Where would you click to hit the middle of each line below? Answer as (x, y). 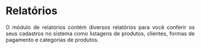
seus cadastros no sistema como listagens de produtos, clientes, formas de (100, 33)
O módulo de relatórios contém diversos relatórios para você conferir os (100, 27)
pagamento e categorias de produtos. (52, 40)
